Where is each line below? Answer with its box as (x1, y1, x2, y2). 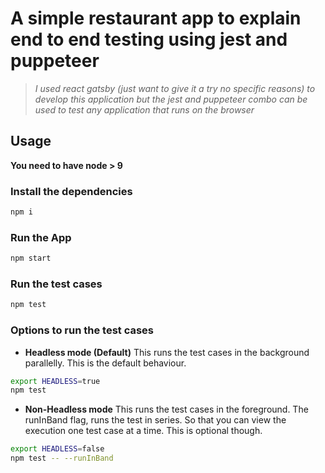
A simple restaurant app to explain (10, 7, 302, 30)
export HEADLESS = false (10, 444, 105, 454)
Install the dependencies (10, 184, 133, 198)
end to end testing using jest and (10, 28, 288, 51)
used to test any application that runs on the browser (34, 103, 255, 116)
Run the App (10, 230, 72, 244)
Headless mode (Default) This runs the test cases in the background (24, 346, 310, 358)
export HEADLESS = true (10, 376, 101, 386)
